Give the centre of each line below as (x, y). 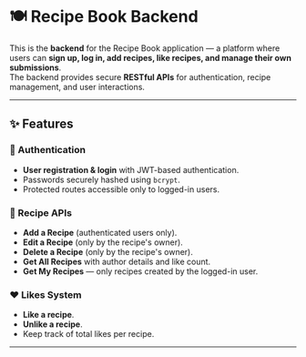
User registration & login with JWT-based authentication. (131, 169)
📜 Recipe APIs (41, 212)
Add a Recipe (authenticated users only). (100, 232)
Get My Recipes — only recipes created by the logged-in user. (140, 271)
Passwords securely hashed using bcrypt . (101, 179)
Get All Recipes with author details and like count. (117, 261)
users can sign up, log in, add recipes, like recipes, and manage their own (150, 57)
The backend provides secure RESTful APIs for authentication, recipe (140, 76)
